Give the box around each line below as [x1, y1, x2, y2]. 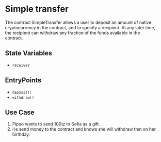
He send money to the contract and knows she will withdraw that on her [12, 126, 156, 132]
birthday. [12, 131, 30, 137]
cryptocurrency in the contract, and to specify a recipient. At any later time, [5, 24, 156, 30]
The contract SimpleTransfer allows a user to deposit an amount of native [5, 19, 152, 25]
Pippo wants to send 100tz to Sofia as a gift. [12, 121, 100, 127]
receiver [12, 63, 30, 68]
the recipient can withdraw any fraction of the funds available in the [5, 30, 140, 35]
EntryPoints [5, 76, 42, 85]
